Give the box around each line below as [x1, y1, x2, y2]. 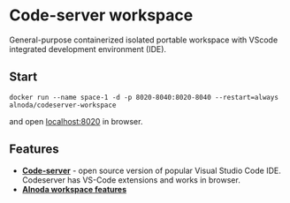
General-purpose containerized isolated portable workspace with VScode [9, 34, 279, 45]
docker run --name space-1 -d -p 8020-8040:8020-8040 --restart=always [9, 93, 279, 101]
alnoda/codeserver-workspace [9, 101, 117, 109]
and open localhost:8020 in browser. [9, 116, 143, 126]
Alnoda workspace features [21, 184, 127, 194]
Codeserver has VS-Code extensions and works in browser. [21, 174, 240, 185]
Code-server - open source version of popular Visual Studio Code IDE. [21, 165, 281, 176]
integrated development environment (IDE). [9, 43, 166, 54]
